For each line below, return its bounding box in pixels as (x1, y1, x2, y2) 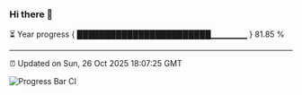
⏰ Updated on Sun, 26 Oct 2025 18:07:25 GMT (9, 58, 182, 69)
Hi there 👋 (9, 8, 54, 21)
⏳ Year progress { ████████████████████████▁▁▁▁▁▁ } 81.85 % (9, 29, 285, 39)
